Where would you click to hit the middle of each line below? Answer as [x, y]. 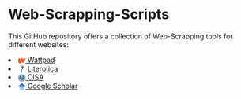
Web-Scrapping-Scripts [89, 15]
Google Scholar [53, 86]
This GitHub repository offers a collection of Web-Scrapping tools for [120, 36]
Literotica [43, 68]
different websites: [39, 44]
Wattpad [41, 60]
